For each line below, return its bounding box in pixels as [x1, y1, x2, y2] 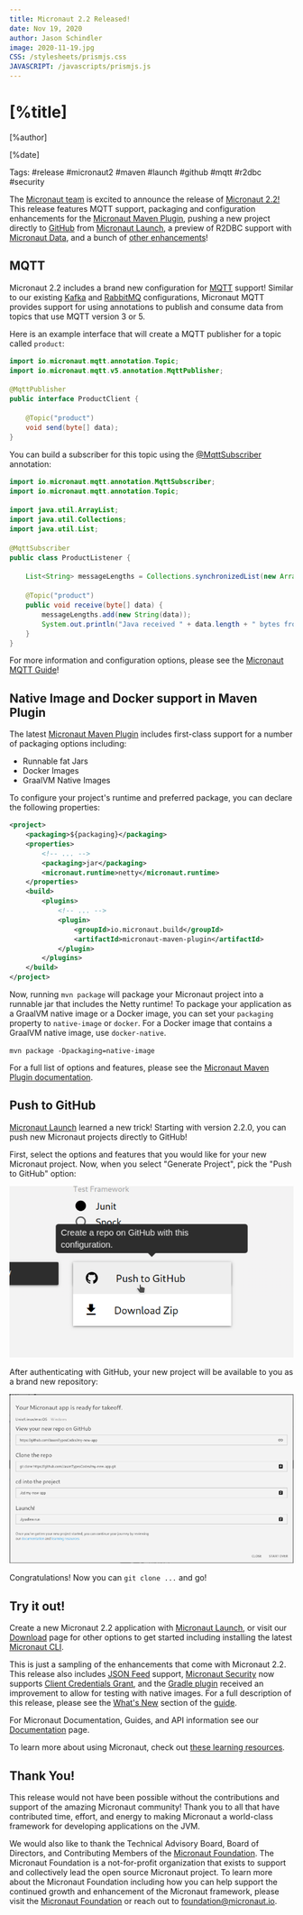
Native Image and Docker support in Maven [9, 691, 258, 706]
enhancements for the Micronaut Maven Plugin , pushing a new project [9, 213, 271, 224]
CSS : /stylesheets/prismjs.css [9, 52, 127, 62]
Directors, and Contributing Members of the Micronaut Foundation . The [9, 1847, 275, 1858]
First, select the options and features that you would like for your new [9, 1149, 268, 1159]
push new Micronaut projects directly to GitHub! [9, 1132, 188, 1142]
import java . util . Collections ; [9, 515, 127, 525]
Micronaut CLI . [9, 1642, 65, 1653]
